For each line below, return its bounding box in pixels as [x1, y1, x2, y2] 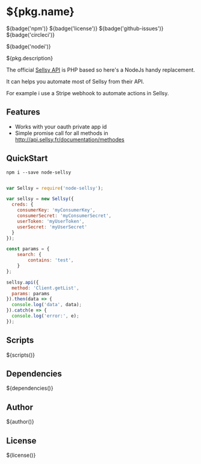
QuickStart [6, 153, 48, 164]
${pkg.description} [6, 54, 53, 61]
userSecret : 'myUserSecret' [17, 224, 87, 230]
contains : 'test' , [28, 257, 74, 263]
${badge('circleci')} [6, 31, 55, 38]
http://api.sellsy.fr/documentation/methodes [14, 136, 125, 143]
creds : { [11, 201, 34, 208]
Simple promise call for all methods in [14, 129, 108, 137]
